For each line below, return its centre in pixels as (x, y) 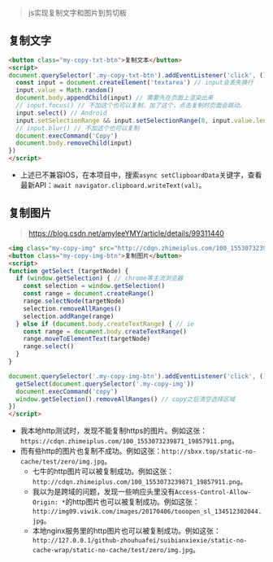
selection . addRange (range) (69, 316)
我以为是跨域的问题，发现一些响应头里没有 (104, 492)
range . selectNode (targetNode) (74, 301)
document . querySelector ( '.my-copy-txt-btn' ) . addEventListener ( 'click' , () (138, 75)
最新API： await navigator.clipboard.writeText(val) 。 (113, 185)
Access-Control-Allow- (213, 492)
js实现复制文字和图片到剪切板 (78, 13)
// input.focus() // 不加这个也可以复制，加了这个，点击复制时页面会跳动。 (131, 106)
